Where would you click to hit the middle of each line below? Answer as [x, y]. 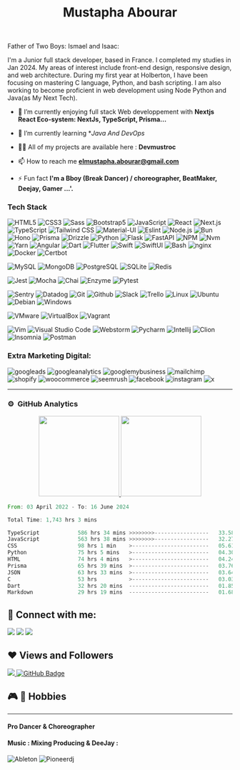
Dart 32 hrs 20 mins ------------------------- [108, 586]
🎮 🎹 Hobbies [37, 697]
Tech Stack [27, 206]
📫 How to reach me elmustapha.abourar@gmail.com [98, 161]
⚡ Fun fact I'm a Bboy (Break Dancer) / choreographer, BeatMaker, [117, 178]
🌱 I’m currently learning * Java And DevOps [81, 133]
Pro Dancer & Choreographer [51, 726]
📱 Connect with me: [52, 615]
